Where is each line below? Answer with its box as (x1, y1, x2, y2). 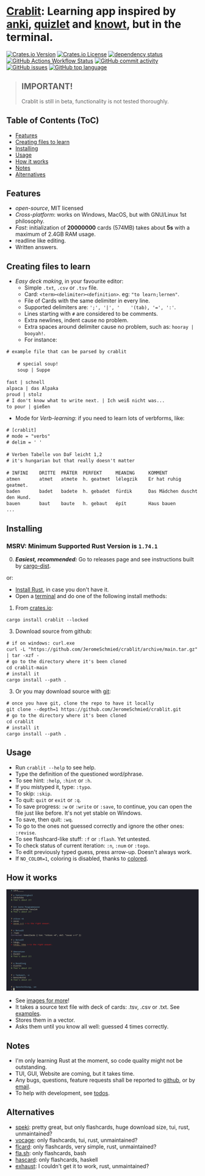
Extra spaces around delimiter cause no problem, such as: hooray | (24, 323, 194, 331)
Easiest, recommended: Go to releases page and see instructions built (15, 555, 194, 563)
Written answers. (15, 244, 58, 251)
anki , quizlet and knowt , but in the (6, 17, 182, 31)
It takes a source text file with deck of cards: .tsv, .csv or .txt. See (15, 1003, 180, 1011)
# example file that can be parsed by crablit (6, 349, 127, 355)
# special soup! (17, 361, 59, 367)
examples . (15, 1010, 41, 1017)
